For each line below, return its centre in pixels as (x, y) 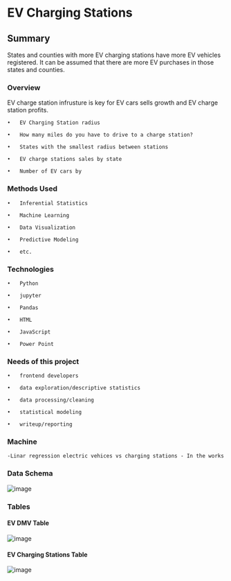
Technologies (30, 269)
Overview (24, 87)
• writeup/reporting (40, 424)
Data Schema (30, 474)
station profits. (28, 110)
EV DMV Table (28, 523)
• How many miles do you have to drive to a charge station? (100, 135)
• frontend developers (43, 376)
